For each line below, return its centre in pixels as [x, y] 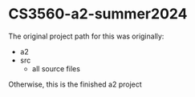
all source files [56, 68]
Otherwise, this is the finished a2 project [75, 84]
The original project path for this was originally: [86, 36]
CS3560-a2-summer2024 [98, 14]
